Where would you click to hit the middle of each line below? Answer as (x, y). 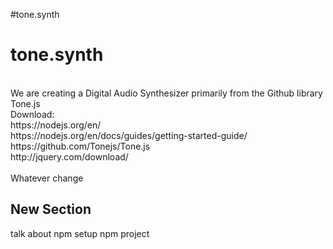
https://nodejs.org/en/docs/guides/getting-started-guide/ (129, 135)
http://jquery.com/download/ (69, 156)
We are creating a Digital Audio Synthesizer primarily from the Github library (166, 93)
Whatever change (47, 178)
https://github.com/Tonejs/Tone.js (80, 146)
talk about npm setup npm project (80, 233)
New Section (51, 209)
